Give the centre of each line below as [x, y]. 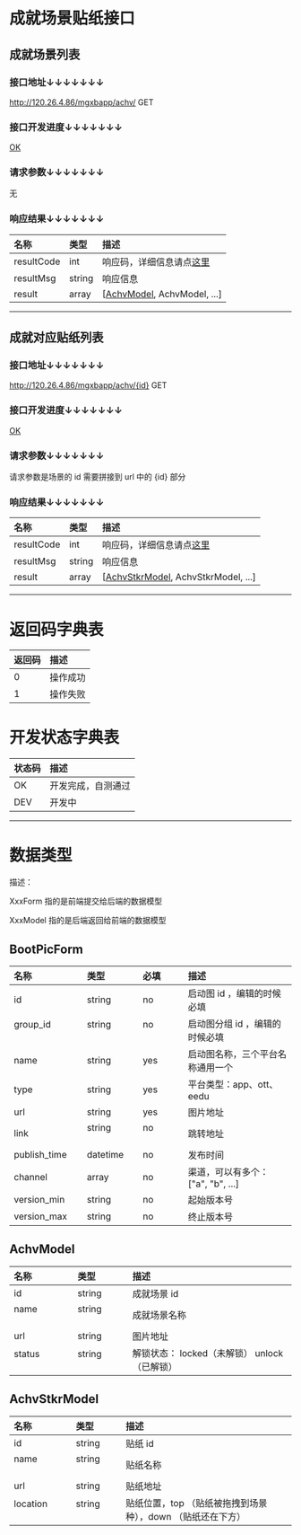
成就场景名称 [159, 1315]
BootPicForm [46, 949]
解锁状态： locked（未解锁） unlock [208, 1353]
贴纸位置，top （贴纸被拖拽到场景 [196, 1503]
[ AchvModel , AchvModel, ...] [162, 294]
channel [30, 1177]
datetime [105, 1154]
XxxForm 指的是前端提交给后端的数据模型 [86, 901]
